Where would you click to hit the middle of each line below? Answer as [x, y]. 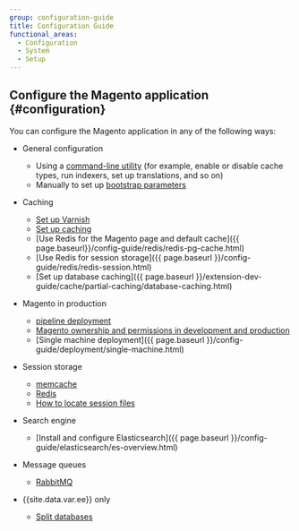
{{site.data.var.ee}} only [66, 499]
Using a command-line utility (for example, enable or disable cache [159, 166]
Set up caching [64, 228]
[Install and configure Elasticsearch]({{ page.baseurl [132, 437]
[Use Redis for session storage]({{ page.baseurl [124, 257]
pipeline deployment [73, 321]
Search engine [49, 420]
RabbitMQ [54, 482]
